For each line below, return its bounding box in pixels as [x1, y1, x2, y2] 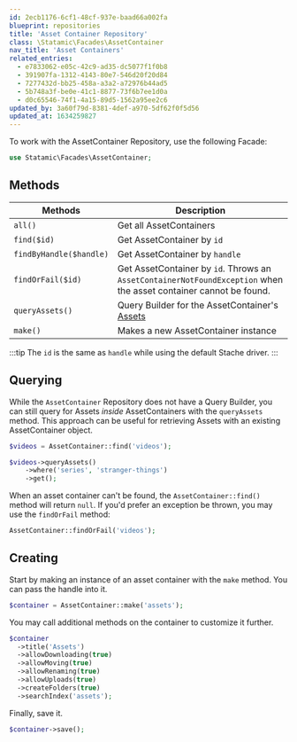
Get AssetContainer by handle [117, 247, 241, 260]
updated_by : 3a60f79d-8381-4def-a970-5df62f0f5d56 [9, 104, 200, 113]
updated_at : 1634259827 [9, 112, 97, 121]
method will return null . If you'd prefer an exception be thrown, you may [9, 500, 273, 511]
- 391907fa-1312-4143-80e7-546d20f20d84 [17, 71, 168, 80]
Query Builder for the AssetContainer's [117, 299, 278, 311]
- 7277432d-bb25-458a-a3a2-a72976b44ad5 [17, 79, 168, 88]
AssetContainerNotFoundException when [117, 273, 284, 285]
